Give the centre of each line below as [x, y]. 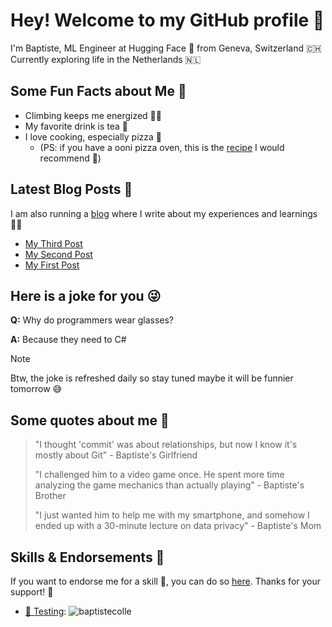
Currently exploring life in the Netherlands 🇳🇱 [106, 59]
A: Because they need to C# [68, 340]
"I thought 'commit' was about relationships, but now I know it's [166, 445]
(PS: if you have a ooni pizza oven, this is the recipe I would [162, 147]
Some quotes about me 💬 [90, 420]
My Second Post [58, 254]
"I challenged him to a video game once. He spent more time [159, 475]
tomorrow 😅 [36, 389]
